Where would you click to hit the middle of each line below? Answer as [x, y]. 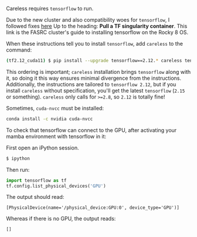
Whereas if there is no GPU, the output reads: [61, 219]
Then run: [18, 170]
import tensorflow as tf [36, 180]
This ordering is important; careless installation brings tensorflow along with [98, 72]
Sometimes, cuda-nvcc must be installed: [55, 108]
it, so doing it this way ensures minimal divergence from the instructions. [94, 78]
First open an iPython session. [43, 148]
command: [19, 50]
